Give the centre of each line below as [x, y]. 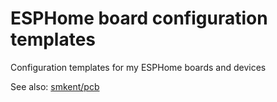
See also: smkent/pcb [55, 86]
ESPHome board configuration [139, 18]
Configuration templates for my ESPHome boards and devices [138, 67]
